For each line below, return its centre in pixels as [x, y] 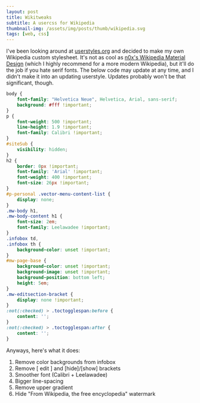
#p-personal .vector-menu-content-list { [59, 194]
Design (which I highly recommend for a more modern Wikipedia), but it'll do [100, 64]
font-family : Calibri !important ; [60, 133]
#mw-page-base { [26, 261]
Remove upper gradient [44, 387]
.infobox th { [24, 244]
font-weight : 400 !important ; [55, 177]
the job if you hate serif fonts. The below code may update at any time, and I [100, 70]
